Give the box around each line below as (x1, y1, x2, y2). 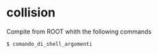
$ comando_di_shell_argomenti (6, 40, 93, 47)
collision (6, 5, 56, 21)
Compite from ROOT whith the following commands (6, 27, 152, 36)
